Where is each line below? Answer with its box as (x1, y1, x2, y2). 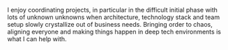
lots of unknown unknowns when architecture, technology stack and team (7, 13, 220, 21)
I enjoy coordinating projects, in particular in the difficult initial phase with (7, 6, 218, 14)
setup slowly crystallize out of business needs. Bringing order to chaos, (7, 21, 213, 28)
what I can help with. (7, 35, 68, 43)
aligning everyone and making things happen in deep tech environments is (7, 27, 222, 36)
